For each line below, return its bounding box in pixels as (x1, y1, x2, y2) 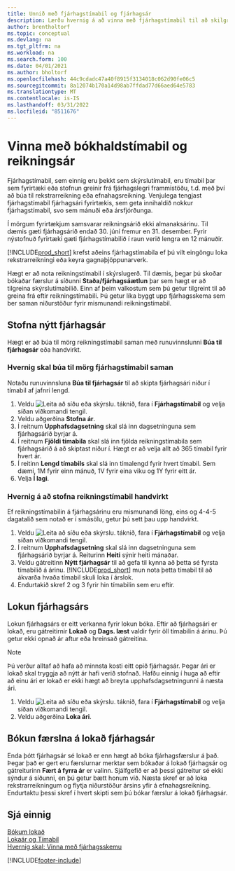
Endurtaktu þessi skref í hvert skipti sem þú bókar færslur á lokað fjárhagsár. (7, 788, 228, 797)
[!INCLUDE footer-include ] (7, 856, 82, 864)
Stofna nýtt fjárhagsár (7, 320, 106, 331)
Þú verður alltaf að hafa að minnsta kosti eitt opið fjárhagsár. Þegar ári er (7, 661, 216, 670)
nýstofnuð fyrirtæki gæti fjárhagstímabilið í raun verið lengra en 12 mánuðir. (7, 234, 224, 242)
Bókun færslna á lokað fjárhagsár (7, 733, 155, 745)
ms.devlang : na (7, 36, 52, 43)
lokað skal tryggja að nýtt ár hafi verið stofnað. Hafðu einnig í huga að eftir (7, 668, 220, 677)
